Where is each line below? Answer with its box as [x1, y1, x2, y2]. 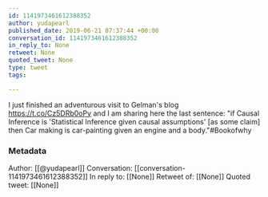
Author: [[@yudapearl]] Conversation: [8, 163, 134, 172]
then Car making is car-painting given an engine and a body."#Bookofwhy [8, 125, 252, 135]
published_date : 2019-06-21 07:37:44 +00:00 [8, 26, 159, 34]
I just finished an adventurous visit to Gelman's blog [8, 100, 179, 109]
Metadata [8, 145, 46, 156]
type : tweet [8, 64, 48, 72]
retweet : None [8, 49, 56, 57]
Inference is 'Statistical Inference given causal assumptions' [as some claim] [8, 116, 261, 126]
